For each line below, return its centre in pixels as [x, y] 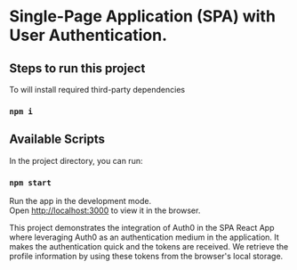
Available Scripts [57, 139]
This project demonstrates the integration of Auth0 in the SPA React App [142, 228]
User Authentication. [88, 35]
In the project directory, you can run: [76, 160]
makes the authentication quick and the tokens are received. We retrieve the [149, 247]
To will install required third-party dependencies [97, 90]
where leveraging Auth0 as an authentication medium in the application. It [144, 237]
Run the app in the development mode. [80, 201]
